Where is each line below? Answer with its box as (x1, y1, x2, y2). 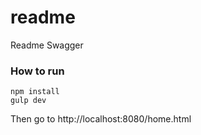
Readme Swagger (10, 39, 84, 51)
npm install (10, 87, 60, 97)
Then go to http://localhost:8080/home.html (10, 113, 192, 125)
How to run (10, 64, 65, 78)
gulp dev (10, 96, 47, 106)
